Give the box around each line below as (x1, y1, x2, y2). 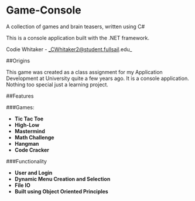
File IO (14, 182, 30, 189)
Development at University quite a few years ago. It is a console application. (6, 75, 189, 82)
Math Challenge (14, 133, 54, 141)
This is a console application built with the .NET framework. (6, 34, 150, 41)
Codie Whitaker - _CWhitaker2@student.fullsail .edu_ (6, 45, 132, 53)
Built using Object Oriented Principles (14, 187, 108, 195)
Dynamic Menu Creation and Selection (14, 175, 111, 182)
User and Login (14, 169, 53, 176)
